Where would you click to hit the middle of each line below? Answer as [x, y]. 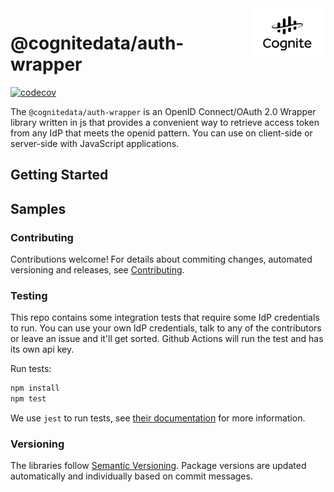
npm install [35, 388]
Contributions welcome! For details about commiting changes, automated [161, 259]
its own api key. [42, 349]
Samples [38, 208]
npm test [28, 399]
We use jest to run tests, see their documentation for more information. [158, 418]
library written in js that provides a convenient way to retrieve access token [165, 122]
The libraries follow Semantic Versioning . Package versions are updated [158, 466]
